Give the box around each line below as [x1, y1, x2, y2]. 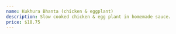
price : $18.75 [6, 19, 41, 25]
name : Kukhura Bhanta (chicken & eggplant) [6, 8, 114, 14]
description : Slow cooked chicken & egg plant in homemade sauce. [6, 14, 171, 20]
